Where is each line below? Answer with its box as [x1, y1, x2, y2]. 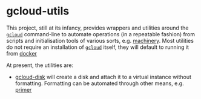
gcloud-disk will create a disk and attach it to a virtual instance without [15, 73, 192, 80]
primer [15, 86, 32, 93]
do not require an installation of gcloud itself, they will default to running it [6, 43, 189, 51]
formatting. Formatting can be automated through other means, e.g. [15, 80, 184, 87]
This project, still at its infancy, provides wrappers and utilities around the [6, 24, 189, 31]
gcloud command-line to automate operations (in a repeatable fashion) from [6, 30, 196, 37]
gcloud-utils [6, 4, 70, 18]
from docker [6, 49, 38, 57]
